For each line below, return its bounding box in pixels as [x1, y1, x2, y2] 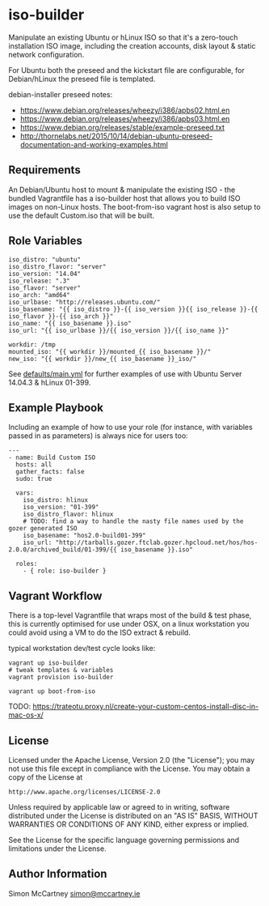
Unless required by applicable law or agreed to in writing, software [8, 802, 230, 811]
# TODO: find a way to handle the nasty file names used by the [23, 517, 244, 525]
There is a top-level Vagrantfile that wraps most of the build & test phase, [8, 610, 252, 620]
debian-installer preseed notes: [8, 89, 113, 99]
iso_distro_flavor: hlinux [23, 510, 114, 519]
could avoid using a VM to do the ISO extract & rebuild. [8, 627, 191, 637]
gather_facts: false [15, 468, 85, 476]
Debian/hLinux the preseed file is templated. [8, 74, 156, 83]
